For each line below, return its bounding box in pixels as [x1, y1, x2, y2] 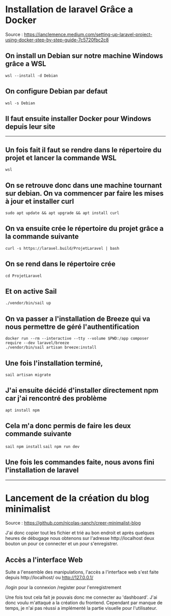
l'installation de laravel [5, 466, 79, 475]
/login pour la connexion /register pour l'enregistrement [5, 584, 122, 590]
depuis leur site [5, 122, 55, 131]
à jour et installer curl [5, 197, 74, 205]
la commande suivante [5, 232, 79, 241]
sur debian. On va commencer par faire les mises [5, 189, 164, 198]
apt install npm [5, 408, 40, 413]
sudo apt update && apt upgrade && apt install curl [5, 210, 120, 216]
